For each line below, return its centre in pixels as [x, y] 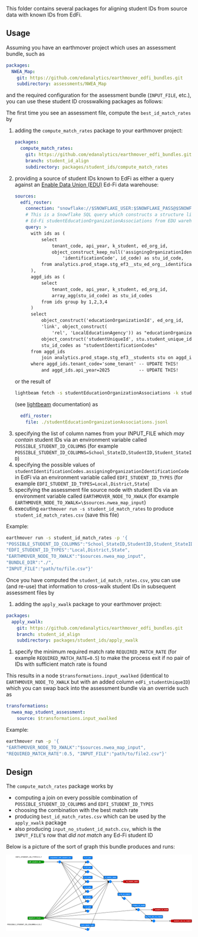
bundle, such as [26, 54]
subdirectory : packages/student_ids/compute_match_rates [97, 167]
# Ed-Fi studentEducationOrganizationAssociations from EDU [101, 221]
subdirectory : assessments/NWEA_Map [62, 84]
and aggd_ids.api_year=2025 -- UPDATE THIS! [110, 370]
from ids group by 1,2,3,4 [74, 302]
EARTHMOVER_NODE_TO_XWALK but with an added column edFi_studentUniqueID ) [98, 682]
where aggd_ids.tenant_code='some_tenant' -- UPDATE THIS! [104, 364]
